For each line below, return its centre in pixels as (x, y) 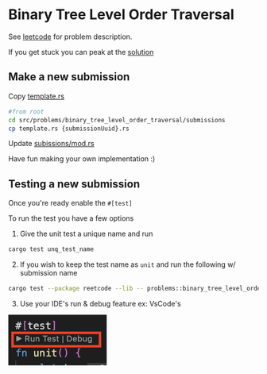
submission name (48, 273)
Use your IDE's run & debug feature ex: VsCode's (100, 303)
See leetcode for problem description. (70, 37)
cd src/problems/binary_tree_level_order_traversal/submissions (117, 120)
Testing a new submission (74, 184)
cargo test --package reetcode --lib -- (76, 289)
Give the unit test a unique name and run (86, 234)
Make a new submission (69, 77)
